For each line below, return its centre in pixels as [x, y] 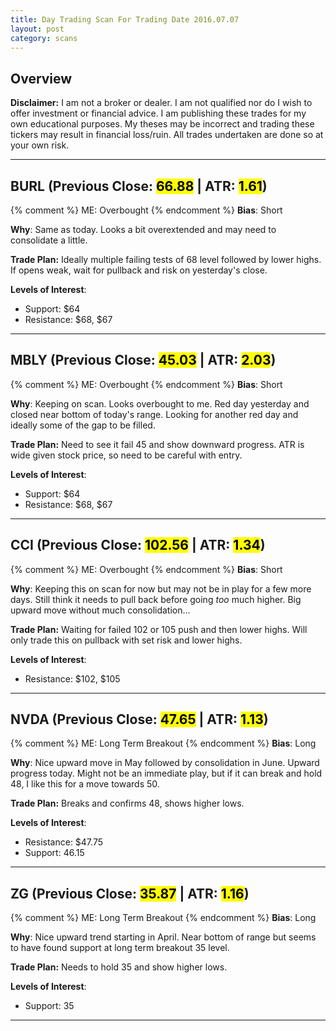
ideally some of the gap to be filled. [83, 425]
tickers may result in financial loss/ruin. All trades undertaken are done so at [167, 135]
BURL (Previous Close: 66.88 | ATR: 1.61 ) [139, 186]
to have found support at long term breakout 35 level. [120, 948]
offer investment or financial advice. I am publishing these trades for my [158, 113]
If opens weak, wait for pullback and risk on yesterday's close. [139, 270]
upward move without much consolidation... [100, 610]
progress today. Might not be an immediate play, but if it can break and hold [166, 773]
